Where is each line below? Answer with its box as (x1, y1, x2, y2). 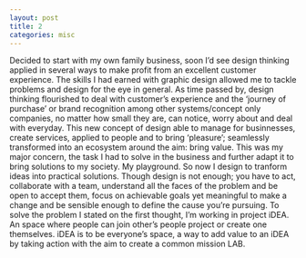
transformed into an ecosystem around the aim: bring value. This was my (9, 142, 284, 153)
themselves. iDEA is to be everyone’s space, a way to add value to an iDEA (9, 229, 290, 240)
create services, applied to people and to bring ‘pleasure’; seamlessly (9, 133, 270, 144)
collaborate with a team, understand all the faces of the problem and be (9, 181, 279, 192)
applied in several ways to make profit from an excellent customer (9, 64, 257, 75)
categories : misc (9, 30, 76, 39)
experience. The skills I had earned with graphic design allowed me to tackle (9, 74, 297, 85)
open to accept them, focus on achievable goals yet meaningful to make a (9, 190, 287, 201)
